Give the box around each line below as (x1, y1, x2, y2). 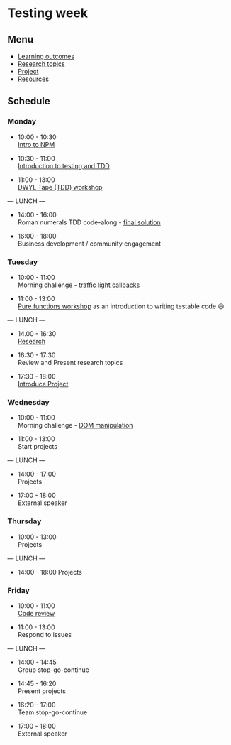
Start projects (17, 442, 58, 451)
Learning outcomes (17, 52, 75, 60)
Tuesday (7, 257, 38, 267)
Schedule (7, 95, 51, 107)
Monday (7, 116, 37, 126)
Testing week (7, 5, 89, 21)
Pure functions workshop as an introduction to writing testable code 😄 (17, 302, 225, 310)
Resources (17, 75, 50, 83)
